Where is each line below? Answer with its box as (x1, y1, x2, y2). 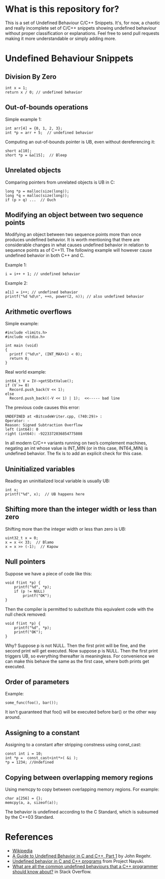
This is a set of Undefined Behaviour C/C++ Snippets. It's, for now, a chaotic (5, 20, 160, 26)
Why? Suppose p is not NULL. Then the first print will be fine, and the (5, 643, 146, 649)
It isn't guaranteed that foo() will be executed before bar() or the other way (5, 709, 157, 715)
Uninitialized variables (5, 465, 75, 473)
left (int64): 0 (5, 427, 38, 432)
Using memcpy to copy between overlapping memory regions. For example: (5, 786, 159, 793)
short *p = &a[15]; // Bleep (5, 153, 67, 157)
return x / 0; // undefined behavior (5, 90, 83, 95)
